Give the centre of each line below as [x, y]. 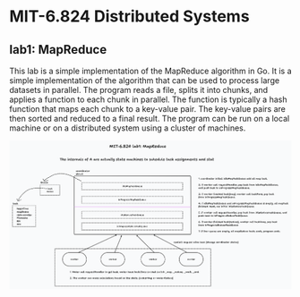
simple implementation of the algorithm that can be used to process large [145, 81]
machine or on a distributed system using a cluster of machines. [128, 128]
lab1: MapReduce [58, 50]
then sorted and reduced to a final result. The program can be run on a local [150, 119]
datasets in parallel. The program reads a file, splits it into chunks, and [139, 90]
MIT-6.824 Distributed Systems [129, 17]
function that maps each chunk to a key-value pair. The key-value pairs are [148, 109]
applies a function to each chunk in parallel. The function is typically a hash [148, 99]
